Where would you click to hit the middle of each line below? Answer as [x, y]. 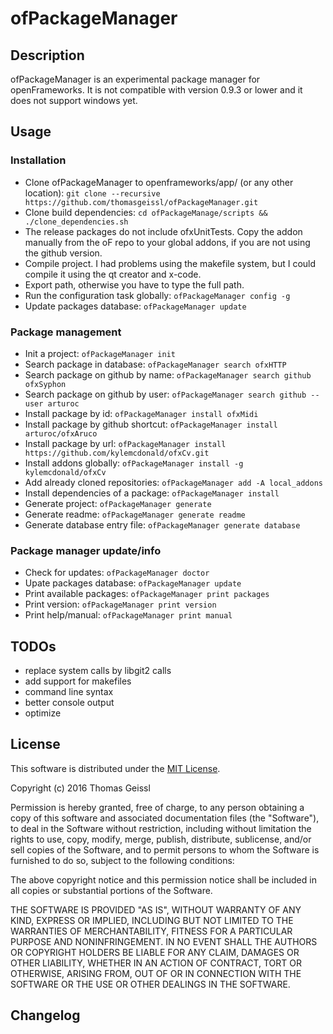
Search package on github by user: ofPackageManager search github [165, 394]
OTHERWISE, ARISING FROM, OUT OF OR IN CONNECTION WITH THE [156, 973]
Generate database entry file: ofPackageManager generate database [162, 524]
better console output [69, 703]
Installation [38, 160]
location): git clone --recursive [92, 193]
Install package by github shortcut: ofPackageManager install [151, 424]
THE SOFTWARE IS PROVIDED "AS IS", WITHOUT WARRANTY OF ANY [156, 909]
